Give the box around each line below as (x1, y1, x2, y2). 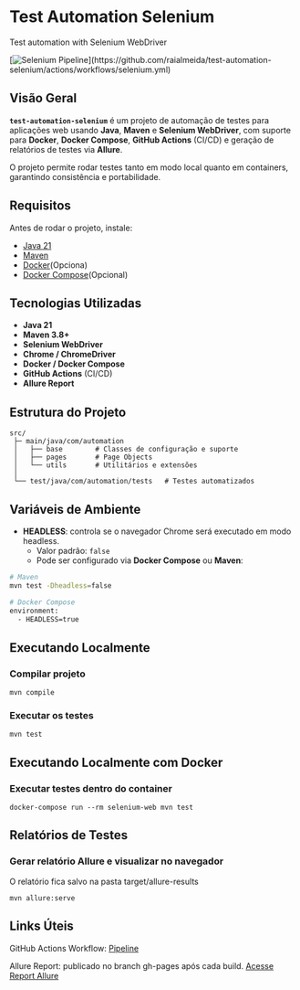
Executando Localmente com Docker (9, 754, 223, 770)
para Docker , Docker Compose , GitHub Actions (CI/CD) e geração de (9, 134, 274, 145)
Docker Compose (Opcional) (22, 269, 129, 280)
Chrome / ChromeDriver (22, 349, 116, 360)
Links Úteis (9, 919, 75, 934)
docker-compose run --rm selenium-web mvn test (9, 803, 194, 813)
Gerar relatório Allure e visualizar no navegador (9, 855, 224, 868)
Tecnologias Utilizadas (9, 295, 142, 311)
